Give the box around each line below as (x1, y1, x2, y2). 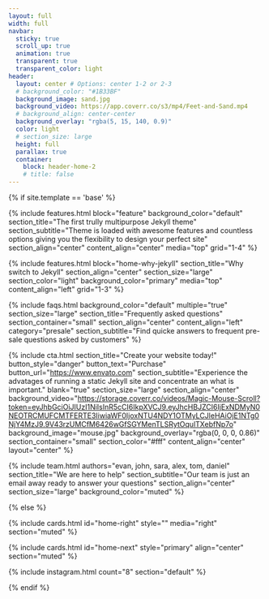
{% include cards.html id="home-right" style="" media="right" (8, 519, 217, 528)
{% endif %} (8, 583, 50, 593)
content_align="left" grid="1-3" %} (8, 285, 124, 294)
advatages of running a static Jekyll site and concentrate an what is (8, 377, 234, 386)
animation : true (15, 50, 70, 58)
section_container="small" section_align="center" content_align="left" (8, 317, 243, 327)
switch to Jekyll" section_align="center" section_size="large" (8, 267, 213, 277)
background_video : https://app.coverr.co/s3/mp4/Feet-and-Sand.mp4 (15, 102, 249, 110)
